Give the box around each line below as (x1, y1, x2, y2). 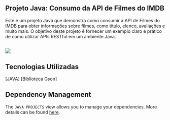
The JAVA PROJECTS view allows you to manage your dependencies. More (5, 103, 157, 110)
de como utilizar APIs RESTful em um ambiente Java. (5, 33, 116, 39)
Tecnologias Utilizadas (5, 63, 79, 71)
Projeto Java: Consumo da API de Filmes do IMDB (5, 4, 165, 13)
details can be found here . (5, 109, 60, 115)
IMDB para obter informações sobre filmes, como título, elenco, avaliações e (5, 23, 165, 29)
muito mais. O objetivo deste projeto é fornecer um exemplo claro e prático (5, 28, 162, 34)
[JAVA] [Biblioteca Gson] (5, 76, 57, 82)
